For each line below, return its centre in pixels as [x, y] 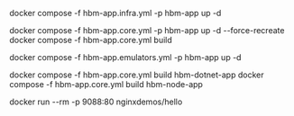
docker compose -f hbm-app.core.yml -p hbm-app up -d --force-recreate [147, 30]
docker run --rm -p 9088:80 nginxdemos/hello [96, 102]
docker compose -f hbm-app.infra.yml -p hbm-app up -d [115, 13]
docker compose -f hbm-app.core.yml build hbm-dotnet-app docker [137, 75]
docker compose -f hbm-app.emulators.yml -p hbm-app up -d [125, 57]
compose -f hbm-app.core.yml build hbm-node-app [106, 84]
